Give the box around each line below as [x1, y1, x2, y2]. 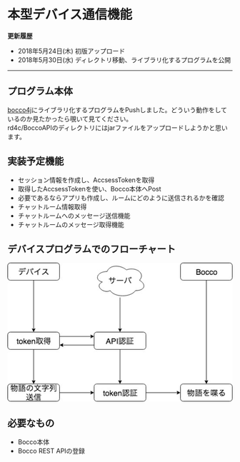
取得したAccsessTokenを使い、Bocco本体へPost [17, 184, 162, 193]
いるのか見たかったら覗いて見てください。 [7, 114, 133, 123]
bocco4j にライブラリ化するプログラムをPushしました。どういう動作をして [7, 105, 227, 114]
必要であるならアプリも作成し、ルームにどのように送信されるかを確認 [17, 194, 225, 202]
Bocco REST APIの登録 [17, 446, 86, 455]
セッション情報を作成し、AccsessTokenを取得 [17, 176, 155, 184]
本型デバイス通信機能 [7, 6, 133, 23]
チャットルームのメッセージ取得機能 [17, 220, 124, 229]
